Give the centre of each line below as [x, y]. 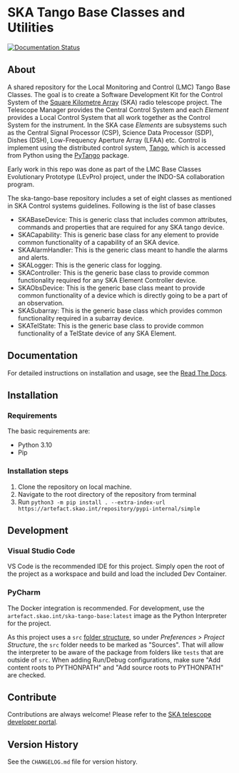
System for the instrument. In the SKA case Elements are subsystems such [117, 125]
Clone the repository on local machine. [75, 487]
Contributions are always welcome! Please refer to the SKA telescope [110, 714]
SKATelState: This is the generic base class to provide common [111, 325]
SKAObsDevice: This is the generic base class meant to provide [111, 288]
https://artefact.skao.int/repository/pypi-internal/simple [109, 509]
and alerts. [34, 257]
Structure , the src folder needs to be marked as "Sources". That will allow [116, 645]
